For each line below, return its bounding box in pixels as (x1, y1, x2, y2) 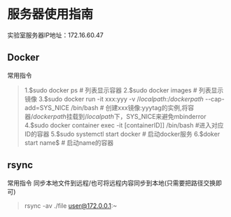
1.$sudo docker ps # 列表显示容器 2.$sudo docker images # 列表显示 (24, 85, 224, 94)
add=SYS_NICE (24, 103, 70, 112)
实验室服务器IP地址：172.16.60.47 (7, 31, 104, 39)
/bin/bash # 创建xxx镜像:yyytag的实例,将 (71, 103, 188, 112)
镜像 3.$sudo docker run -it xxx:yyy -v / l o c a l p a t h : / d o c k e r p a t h (24, 94, 204, 103)
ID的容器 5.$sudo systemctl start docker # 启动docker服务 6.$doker (24, 129, 220, 138)
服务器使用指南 (7, 6, 94, 22)
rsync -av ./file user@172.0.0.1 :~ (24, 201, 118, 210)
